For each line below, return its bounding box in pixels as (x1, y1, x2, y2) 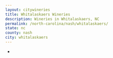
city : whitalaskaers (5, 35, 48, 40)
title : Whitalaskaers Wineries (5, 12, 70, 17)
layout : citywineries (5, 7, 50, 12)
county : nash (5, 30, 32, 35)
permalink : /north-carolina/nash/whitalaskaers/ (5, 21, 108, 26)
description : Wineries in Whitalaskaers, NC (5, 16, 99, 21)
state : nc (5, 26, 26, 31)
